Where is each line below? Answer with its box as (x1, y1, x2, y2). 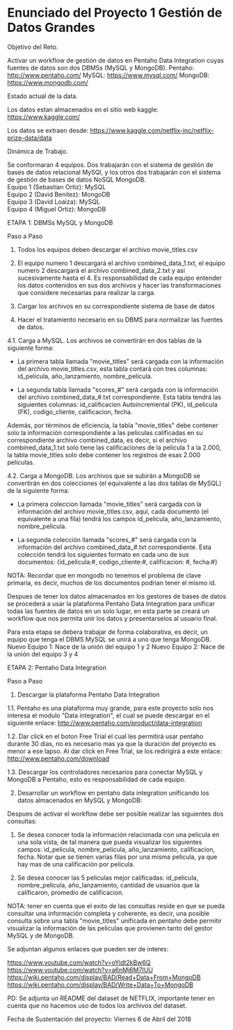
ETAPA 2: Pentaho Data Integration (7, 663, 106, 672)
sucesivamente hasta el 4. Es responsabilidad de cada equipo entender (17, 274, 223, 282)
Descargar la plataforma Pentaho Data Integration (17, 690, 160, 699)
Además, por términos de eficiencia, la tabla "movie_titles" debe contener (7, 421, 218, 429)
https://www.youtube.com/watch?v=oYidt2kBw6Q (7, 958, 151, 967)
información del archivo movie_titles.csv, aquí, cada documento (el (17, 507, 209, 516)
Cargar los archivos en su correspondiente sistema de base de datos (17, 301, 216, 310)
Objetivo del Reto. (7, 42, 58, 51)
